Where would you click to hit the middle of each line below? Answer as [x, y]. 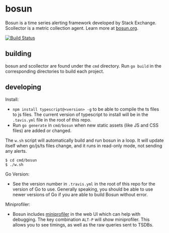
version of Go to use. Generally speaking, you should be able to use [83, 189]
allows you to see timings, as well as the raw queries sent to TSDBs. [83, 224]
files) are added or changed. [42, 130]
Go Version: [17, 174]
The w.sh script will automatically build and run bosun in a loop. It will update [85, 140]
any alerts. [16, 151]
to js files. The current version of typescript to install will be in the [80, 114]
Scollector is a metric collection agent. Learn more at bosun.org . [72, 28]
